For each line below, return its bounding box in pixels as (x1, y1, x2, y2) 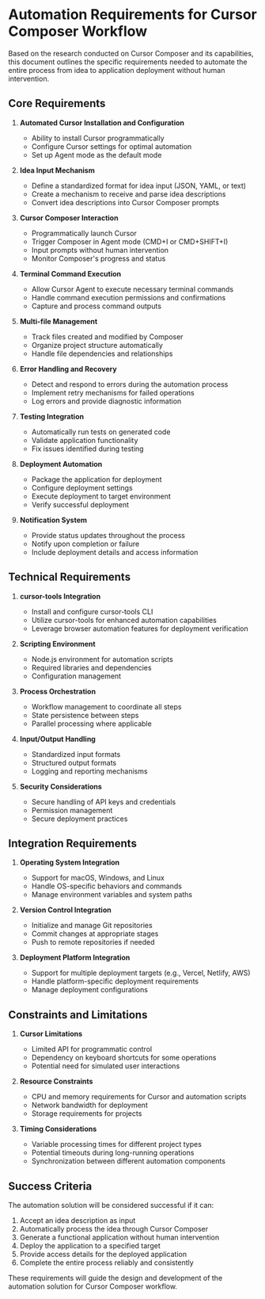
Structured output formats (31, 758, 117, 767)
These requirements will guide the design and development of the (8, 1274, 223, 1282)
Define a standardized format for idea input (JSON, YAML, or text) (31, 181, 247, 190)
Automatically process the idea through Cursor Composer (19, 1224, 209, 1233)
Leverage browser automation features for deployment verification (31, 624, 248, 633)
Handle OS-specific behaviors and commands (31, 881, 182, 891)
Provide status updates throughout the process (31, 530, 186, 540)
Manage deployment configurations (31, 985, 149, 995)
